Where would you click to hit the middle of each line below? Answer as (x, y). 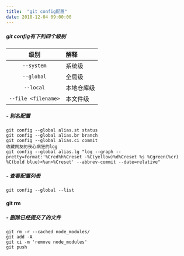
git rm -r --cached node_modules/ (48, 231)
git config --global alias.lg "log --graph (60, 152)
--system (34, 66)
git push (17, 247)
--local (34, 88)
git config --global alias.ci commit (52, 141)
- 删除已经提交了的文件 (34, 217)
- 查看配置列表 (23, 176)
